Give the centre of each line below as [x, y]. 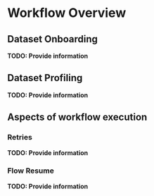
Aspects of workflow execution [77, 117]
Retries [20, 137]
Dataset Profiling [45, 78]
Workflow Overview [67, 13]
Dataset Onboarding [53, 39]
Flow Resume [31, 171]
